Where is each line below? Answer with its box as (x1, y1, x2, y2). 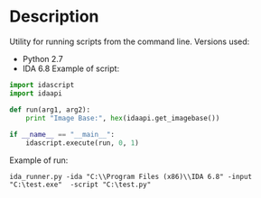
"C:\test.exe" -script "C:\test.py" (9, 180, 152, 190)
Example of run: (9, 155, 69, 166)
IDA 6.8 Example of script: (22, 63, 120, 74)
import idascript (9, 80, 75, 89)
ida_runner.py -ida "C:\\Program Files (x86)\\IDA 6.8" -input (9, 173, 253, 182)
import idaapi (9, 88, 63, 98)
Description (9, 6, 99, 27)
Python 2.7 (22, 53, 63, 64)
